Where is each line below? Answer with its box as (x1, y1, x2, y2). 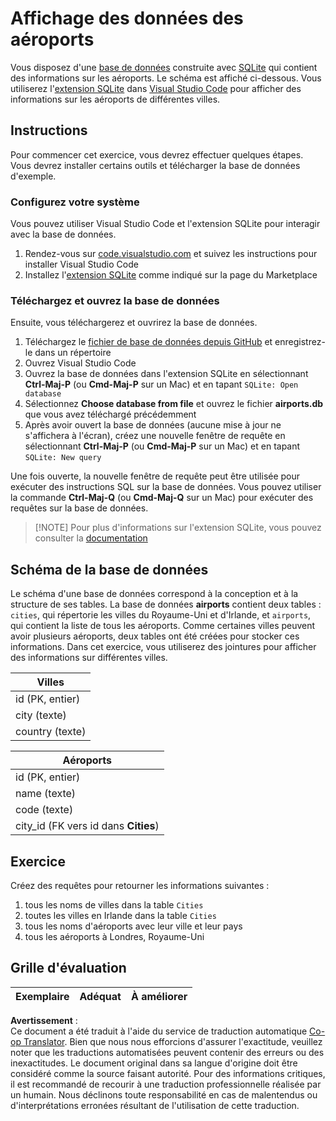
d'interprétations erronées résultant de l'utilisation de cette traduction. (10, 1099, 300, 1111)
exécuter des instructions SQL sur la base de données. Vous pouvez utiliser (10, 481, 322, 493)
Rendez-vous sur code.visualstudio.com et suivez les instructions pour (24, 248, 318, 260)
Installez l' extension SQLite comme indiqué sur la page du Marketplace (24, 269, 318, 281)
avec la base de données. (10, 228, 117, 241)
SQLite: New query (24, 453, 102, 463)
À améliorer (130, 989, 188, 1003)
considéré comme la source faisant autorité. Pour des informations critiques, (10, 1067, 326, 1079)
